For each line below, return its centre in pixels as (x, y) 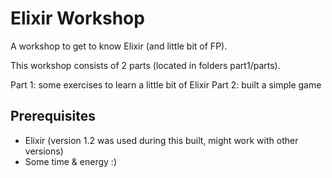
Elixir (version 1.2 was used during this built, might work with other (161, 140)
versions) (44, 151)
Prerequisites (53, 116)
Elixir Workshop (77, 18)
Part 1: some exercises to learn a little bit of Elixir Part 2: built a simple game (166, 84)
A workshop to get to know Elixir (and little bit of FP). (119, 46)
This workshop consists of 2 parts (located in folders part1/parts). (145, 65)
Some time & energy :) (70, 161)
